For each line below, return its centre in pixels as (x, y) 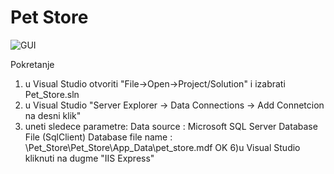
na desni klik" (53, 115)
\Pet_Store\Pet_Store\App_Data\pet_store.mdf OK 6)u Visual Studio (162, 147)
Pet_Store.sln (52, 94)
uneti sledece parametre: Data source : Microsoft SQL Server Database (171, 126)
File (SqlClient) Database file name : (98, 137)
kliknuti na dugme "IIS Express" (89, 158)
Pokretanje (32, 64)
